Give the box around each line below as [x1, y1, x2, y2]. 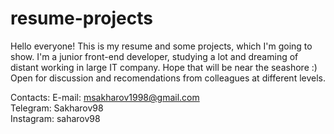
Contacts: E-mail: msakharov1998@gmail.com [10, 91, 200, 103]
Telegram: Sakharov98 [10, 102, 104, 114]
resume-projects [10, 7, 153, 30]
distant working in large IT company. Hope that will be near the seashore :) [10, 61, 318, 73]
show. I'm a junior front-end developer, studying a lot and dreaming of [10, 50, 299, 62]
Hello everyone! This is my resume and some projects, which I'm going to [10, 40, 313, 52]
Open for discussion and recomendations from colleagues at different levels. [10, 72, 327, 84]
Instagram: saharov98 [10, 112, 101, 124]
